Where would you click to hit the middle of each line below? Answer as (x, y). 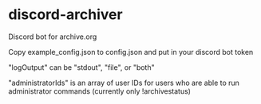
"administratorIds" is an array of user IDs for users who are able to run (124, 83)
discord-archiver (65, 15)
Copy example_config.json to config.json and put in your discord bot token (131, 52)
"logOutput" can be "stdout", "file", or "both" (82, 67)
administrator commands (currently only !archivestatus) (100, 91)
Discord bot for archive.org (53, 37)
